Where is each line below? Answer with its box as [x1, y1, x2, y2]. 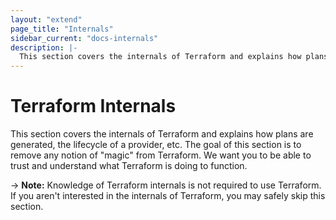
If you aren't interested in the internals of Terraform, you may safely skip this [10, 190, 326, 202]
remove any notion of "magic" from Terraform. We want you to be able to [10, 149, 312, 161]
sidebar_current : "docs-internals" [10, 33, 159, 43]
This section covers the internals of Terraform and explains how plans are [10, 128, 314, 140]
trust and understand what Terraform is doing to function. [10, 160, 248, 172]
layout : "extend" [10, 14, 83, 25]
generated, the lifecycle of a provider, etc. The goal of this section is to [10, 139, 302, 151]
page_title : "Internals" [10, 24, 114, 34]
